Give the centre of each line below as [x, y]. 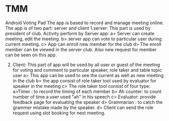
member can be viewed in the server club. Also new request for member [81, 49]
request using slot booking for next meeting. [59, 113]
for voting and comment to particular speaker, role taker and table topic [87, 70]
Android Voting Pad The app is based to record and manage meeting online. [84, 23]
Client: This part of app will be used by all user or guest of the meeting [86, 65]
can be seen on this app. [31, 55]
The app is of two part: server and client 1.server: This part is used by [78, 28]
